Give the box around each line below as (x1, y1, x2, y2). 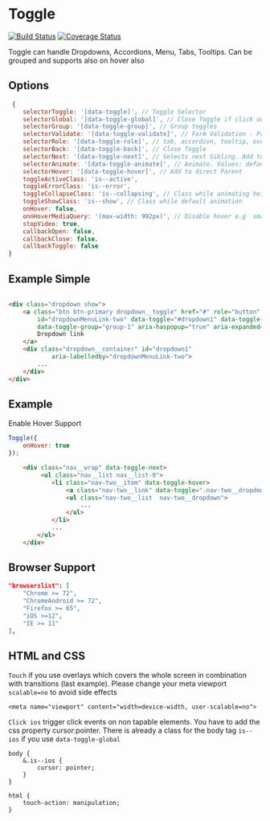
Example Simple (8, 272, 91, 285)
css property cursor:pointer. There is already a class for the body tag (8, 725, 237, 736)
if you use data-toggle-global (21, 734, 121, 744)
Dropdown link (37, 330, 84, 339)
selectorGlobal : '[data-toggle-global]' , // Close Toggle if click (22, 115, 253, 123)
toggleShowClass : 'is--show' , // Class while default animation (22, 198, 243, 206)
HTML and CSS (8, 649, 86, 663)
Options (8, 79, 50, 92)
